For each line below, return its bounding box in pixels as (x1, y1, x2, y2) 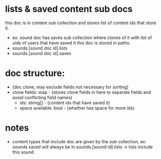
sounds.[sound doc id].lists (12, 45, 68, 51)
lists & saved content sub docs (5, 3, 133, 15)
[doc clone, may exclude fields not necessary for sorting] (12, 84, 129, 90)
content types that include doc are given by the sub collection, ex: (12, 138, 147, 144)
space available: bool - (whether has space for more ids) (19, 105, 135, 111)
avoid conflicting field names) (12, 94, 73, 100)
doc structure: (5, 68, 65, 79)
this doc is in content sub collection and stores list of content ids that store (5, 20, 157, 26)
